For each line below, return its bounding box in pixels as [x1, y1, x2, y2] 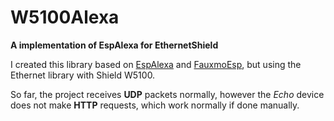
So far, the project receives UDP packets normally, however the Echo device [10, 88, 325, 100]
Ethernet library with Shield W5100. [10, 69, 156, 81]
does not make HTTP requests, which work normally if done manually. [10, 99, 300, 111]
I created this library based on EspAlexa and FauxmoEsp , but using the [10, 58, 302, 70]
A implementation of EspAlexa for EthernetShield [10, 39, 219, 51]
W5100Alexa [10, 6, 120, 29]
